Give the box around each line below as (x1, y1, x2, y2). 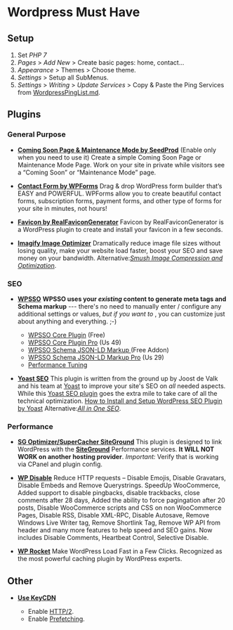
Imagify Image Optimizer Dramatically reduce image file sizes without (17, 238, 221, 247)
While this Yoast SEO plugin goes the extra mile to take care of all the (17, 389, 218, 397)
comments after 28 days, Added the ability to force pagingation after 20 (17, 496, 226, 505)
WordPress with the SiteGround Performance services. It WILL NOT (17, 445, 215, 454)
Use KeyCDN (17, 593, 56, 602)
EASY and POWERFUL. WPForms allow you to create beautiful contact (17, 189, 221, 198)
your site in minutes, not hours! (17, 204, 107, 212)
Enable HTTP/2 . (27, 607, 74, 616)
